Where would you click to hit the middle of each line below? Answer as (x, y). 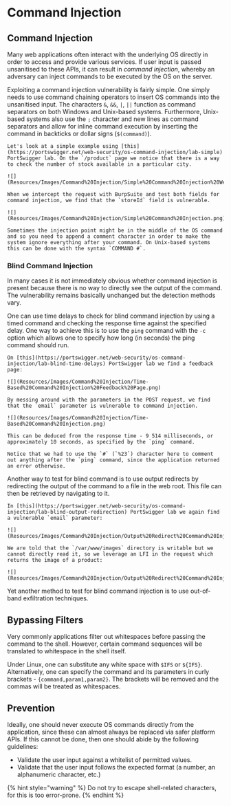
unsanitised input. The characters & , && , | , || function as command (101, 104)
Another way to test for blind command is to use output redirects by (103, 479)
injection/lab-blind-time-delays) (57, 364)
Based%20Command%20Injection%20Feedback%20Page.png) (84, 388)
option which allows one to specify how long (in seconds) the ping (101, 338)
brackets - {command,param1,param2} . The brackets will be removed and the (113, 679)
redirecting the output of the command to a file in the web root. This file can (114, 486)
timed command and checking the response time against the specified (107, 323)
